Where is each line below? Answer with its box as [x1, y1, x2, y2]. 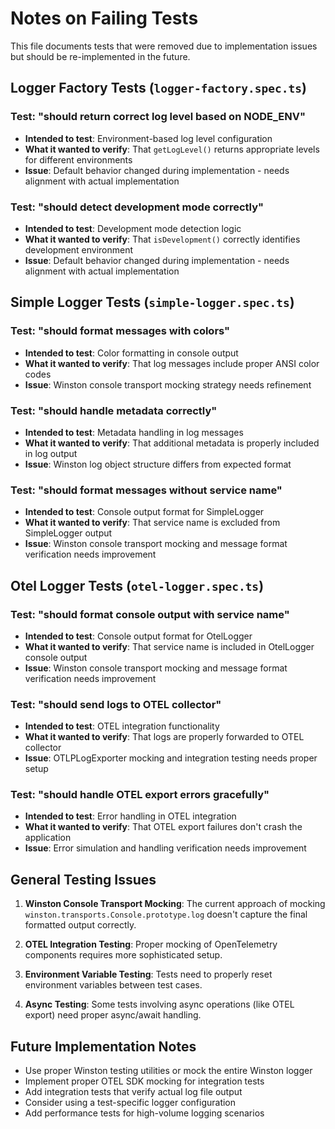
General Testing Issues [10, 871, 157, 888]
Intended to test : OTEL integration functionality [24, 720, 220, 732]
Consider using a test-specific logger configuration [24, 1097, 237, 1109]
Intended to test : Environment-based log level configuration [24, 132, 273, 144]
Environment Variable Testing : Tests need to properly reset [24, 968, 273, 981]
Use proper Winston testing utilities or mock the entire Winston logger [24, 1065, 313, 1077]
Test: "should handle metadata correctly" [10, 403, 218, 417]
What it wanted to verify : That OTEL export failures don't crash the [24, 821, 303, 833]
